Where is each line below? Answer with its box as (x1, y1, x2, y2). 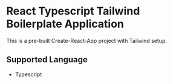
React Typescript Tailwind (6, 4, 140, 18)
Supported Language (6, 54, 88, 65)
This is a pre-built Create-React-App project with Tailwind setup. (6, 37, 168, 44)
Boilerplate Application (6, 17, 124, 31)
